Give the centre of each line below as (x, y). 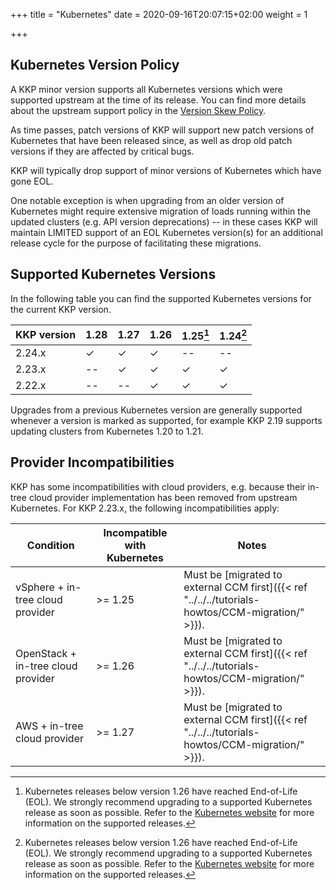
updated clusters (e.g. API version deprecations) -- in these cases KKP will (164, 221)
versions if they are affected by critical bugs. (102, 151)
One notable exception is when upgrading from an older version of (147, 200)
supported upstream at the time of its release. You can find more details (158, 100)
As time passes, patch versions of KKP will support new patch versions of (162, 130)
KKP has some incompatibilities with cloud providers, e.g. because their (158, 486)
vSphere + (40, 587)
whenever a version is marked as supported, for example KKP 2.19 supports (166, 420)
